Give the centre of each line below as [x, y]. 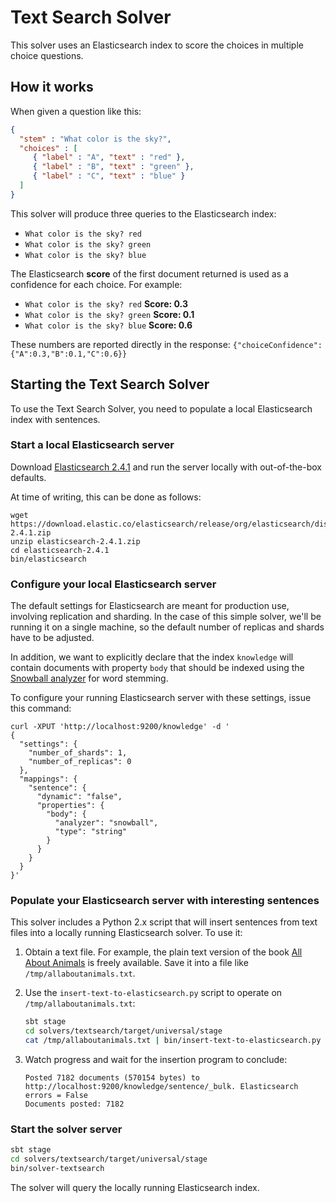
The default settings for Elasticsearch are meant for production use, [150, 606]
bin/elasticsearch [48, 559]
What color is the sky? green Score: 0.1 [109, 314]
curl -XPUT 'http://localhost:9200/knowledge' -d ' [120, 727]
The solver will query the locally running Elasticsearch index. [135, 1187]
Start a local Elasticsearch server [92, 445]
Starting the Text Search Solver [110, 384]
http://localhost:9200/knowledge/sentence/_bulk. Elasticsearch [161, 1087]
